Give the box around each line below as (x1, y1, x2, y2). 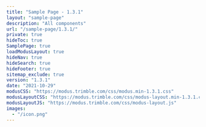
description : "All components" (6, 20, 86, 26)
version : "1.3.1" (6, 77, 51, 83)
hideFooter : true (6, 65, 51, 72)
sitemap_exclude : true (6, 71, 64, 78)
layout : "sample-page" (6, 15, 64, 21)
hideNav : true (6, 54, 43, 60)
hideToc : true (6, 37, 43, 43)
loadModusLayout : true (6, 49, 64, 55)
